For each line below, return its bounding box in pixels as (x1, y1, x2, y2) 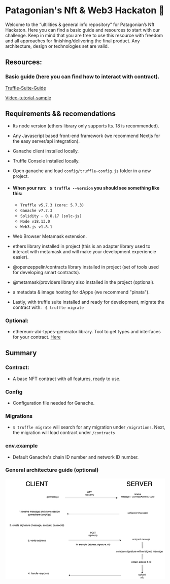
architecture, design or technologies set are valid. (5, 43, 109, 49)
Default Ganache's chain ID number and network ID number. (12, 454, 139, 460)
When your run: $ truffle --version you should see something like (12, 185, 160, 191)
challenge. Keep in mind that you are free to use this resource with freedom (5, 32, 163, 38)
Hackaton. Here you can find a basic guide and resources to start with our (5, 26, 160, 33)
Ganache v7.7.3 (20, 208, 52, 213)
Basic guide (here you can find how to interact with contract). (5, 73, 160, 81)
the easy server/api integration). (12, 138, 80, 144)
